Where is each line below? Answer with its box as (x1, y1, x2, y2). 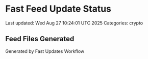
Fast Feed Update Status (5, 3, 111, 15)
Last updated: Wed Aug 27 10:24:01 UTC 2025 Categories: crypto (5, 20, 143, 26)
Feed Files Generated (5, 35, 75, 43)
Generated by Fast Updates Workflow (5, 48, 85, 54)
